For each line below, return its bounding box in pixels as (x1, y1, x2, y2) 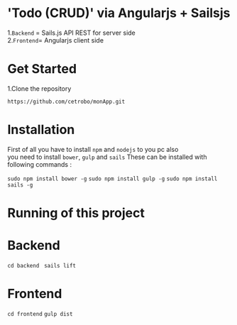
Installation (7, 122, 75, 138)
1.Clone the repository (7, 84, 72, 93)
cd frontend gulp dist (7, 310, 73, 317)
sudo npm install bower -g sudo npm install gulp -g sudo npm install (7, 175, 218, 182)
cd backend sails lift (7, 262, 77, 269)
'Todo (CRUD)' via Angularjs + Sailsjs (7, 5, 231, 21)
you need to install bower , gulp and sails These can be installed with (7, 153, 207, 161)
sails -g (7, 181, 33, 189)
